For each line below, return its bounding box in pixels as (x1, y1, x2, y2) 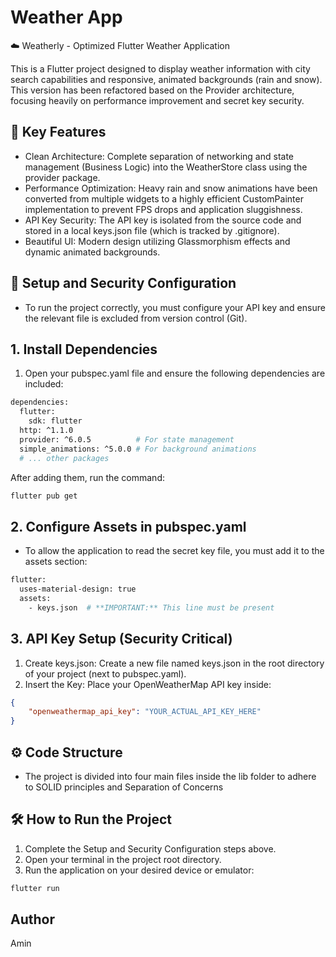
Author (10, 911, 55, 928)
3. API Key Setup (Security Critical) (10, 631, 233, 648)
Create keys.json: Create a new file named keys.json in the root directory (24, 657, 325, 669)
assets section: (24, 556, 88, 568)
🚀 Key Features (10, 124, 107, 141)
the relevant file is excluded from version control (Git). (24, 312, 248, 324)
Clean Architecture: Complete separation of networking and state (24, 150, 294, 162)
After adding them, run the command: (10, 471, 165, 483)
